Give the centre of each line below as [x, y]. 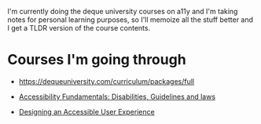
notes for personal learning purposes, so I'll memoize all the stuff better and [130, 20]
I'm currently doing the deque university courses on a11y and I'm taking [123, 11]
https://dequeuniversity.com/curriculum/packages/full [107, 81]
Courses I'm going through [97, 60]
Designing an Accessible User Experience [86, 111]
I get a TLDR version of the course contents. [79, 28]
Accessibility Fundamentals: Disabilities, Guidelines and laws [117, 97]
